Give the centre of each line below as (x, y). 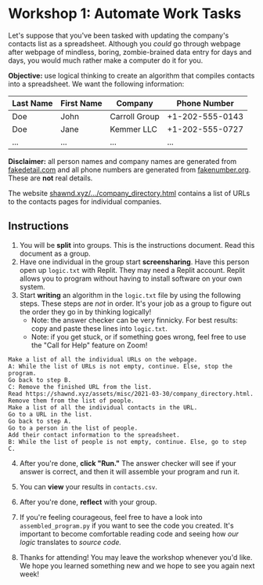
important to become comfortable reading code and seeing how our (129, 533)
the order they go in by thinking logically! (85, 311)
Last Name (32, 103)
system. (32, 286)
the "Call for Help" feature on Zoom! (89, 345)
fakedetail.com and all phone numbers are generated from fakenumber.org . (130, 169)
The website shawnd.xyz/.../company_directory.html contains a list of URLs (129, 193)
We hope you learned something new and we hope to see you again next (137, 565)
